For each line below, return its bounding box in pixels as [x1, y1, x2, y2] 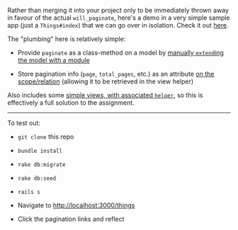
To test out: [7, 119, 41, 127]
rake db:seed [17, 175, 57, 182]
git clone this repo [17, 132, 74, 141]
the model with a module [17, 56, 90, 64]
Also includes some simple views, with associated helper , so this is [7, 91, 203, 99]
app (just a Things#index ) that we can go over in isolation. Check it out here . [7, 21, 229, 29]
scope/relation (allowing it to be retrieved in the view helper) [17, 77, 194, 86]
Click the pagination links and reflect [17, 215, 125, 223]
